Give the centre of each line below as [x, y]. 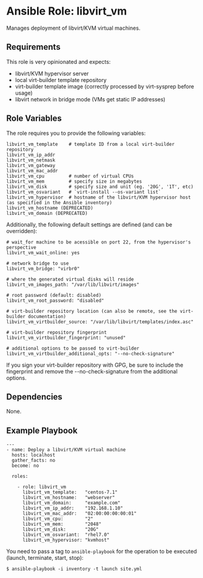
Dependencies [34, 397]
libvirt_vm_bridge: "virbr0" [43, 268]
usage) [24, 93]
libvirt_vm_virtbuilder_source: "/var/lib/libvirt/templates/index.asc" [100, 322]
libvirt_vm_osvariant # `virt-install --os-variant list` [84, 192]
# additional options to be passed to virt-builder [73, 348]
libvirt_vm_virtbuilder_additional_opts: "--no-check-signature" [90, 353]
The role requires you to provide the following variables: [76, 133]
